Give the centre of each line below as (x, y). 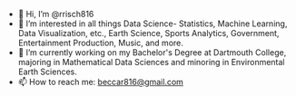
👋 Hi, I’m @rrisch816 (56, 14)
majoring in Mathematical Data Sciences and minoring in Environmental (151, 62)
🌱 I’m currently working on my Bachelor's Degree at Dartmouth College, (152, 53)
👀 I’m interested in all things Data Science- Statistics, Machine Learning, (153, 24)
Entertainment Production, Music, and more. (101, 43)
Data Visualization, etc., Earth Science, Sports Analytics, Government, (148, 33)
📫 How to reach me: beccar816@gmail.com (101, 82)
